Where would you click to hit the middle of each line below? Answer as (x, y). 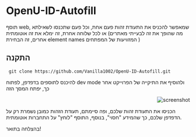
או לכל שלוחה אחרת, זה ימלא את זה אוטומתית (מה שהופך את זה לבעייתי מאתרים (94, 33)
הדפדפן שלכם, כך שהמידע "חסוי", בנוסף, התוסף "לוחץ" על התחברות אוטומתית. (94, 117)
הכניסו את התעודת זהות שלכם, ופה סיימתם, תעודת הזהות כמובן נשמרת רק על (91, 111)
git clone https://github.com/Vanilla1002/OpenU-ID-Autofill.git (90, 71)
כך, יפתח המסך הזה (28, 88)
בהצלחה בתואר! (24, 129)
